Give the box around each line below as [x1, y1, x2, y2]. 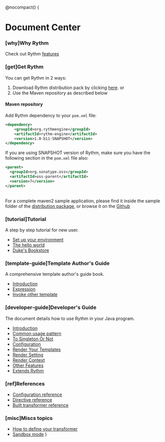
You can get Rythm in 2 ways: [5, 75, 66, 81]
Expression [12, 286, 36, 292]
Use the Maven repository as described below [12, 90, 108, 96]
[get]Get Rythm [5, 64, 44, 71]
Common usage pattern [12, 330, 61, 336]
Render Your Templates [12, 346, 61, 352]
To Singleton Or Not [12, 335, 53, 342]
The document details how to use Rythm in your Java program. [5, 315, 135, 321]
